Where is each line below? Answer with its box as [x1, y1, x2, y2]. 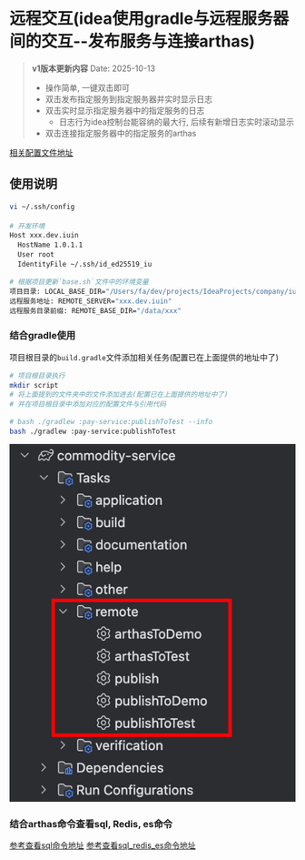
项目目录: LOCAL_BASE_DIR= [9, 287, 106, 296]
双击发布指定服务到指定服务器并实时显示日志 [44, 93, 213, 105]
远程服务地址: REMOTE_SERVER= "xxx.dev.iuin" [9, 297, 172, 306]
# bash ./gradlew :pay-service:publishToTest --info [9, 418, 213, 427]
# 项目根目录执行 [9, 370, 65, 380]
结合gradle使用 [9, 329, 76, 342]
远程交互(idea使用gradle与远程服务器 [9, 8, 289, 29]
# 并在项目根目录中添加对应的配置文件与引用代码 [9, 400, 166, 410]
